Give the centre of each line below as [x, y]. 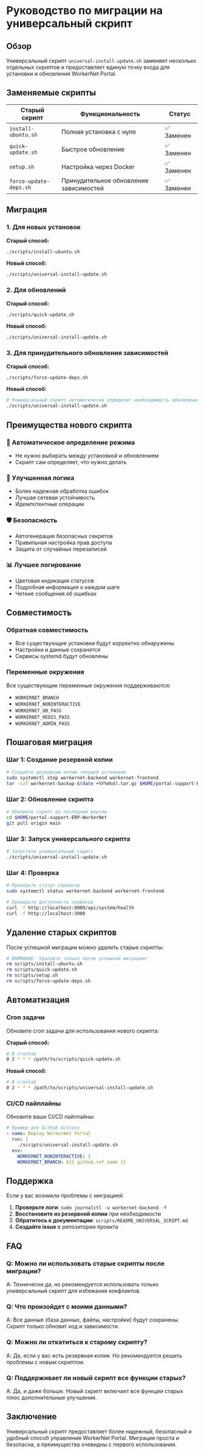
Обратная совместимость [47, 630]
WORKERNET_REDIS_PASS [42, 717]
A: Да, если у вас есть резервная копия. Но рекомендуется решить [94, 1355]
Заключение [32, 1416]
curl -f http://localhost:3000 [46, 913]
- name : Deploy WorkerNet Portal [49, 1134]
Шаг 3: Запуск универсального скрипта [68, 839]
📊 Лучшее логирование [44, 565]
